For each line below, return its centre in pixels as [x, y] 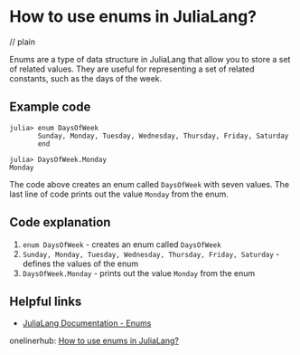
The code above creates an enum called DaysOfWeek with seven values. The [150, 184]
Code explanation [60, 222]
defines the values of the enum [80, 264]
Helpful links [46, 301]
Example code [50, 107]
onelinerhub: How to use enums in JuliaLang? [94, 341]
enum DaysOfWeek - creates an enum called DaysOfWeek [122, 244]
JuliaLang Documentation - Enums [87, 323]
